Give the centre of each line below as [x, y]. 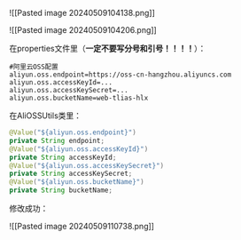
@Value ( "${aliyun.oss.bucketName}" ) [77, 182]
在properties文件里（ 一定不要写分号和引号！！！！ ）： [108, 48]
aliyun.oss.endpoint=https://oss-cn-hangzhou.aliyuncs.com [120, 75]
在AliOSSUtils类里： [46, 116]
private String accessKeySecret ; [71, 174]
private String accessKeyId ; [63, 157]
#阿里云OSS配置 [34, 67]
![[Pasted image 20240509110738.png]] [82, 226]
